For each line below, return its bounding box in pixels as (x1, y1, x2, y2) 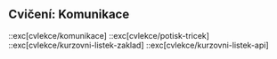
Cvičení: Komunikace (8, 7, 130, 22)
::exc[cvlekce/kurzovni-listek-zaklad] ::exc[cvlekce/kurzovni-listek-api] (8, 40, 269, 50)
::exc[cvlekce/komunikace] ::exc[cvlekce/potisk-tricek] (8, 30, 210, 41)
